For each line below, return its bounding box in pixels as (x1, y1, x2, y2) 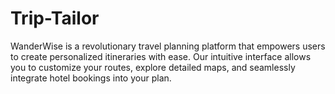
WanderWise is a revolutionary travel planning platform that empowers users (10, 40, 326, 52)
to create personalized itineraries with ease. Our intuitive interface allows (10, 50, 312, 62)
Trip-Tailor (10, 7, 100, 30)
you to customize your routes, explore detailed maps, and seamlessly (10, 61, 296, 73)
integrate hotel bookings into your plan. (10, 72, 172, 84)
